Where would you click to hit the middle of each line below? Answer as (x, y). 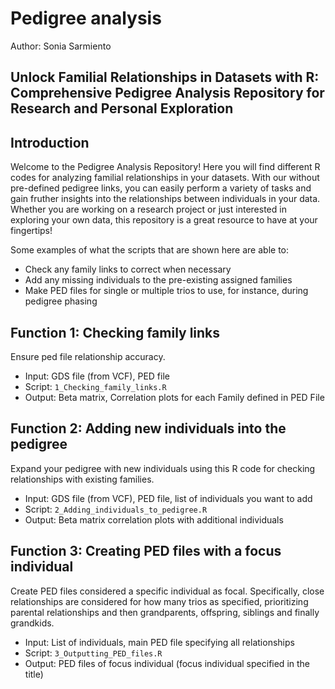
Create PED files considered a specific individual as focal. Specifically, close (167, 591)
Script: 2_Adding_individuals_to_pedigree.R (116, 509)
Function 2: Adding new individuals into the (148, 428)
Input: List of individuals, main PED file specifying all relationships (159, 642)
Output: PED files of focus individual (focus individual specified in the (167, 663)
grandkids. (32, 623)
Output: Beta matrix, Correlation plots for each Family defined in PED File (174, 397)
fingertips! (31, 231)
